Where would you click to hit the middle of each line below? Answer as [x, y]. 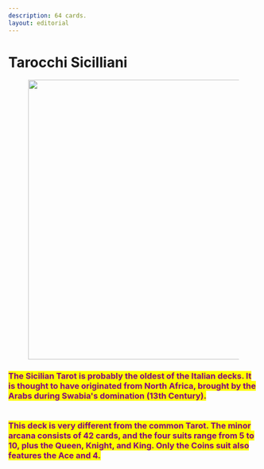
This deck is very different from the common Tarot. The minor [130, 425]
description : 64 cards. [48, 16]
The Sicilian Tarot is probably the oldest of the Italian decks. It [130, 376]
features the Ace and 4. [54, 455]
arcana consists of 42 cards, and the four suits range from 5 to [131, 436]
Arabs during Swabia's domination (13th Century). [107, 396]
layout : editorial [39, 23]
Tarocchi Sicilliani [68, 62]
